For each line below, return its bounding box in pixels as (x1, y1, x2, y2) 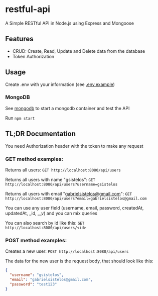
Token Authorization (12, 53, 55, 59)
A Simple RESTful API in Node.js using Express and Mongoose (5, 20, 134, 26)
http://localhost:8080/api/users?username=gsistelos (5, 182, 118, 187)
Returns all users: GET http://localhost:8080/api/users (5, 167, 121, 173)
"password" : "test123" (10, 281, 57, 287)
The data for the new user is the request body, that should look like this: (5, 258, 154, 264)
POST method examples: (5, 237, 67, 244)
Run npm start (5, 115, 35, 121)
